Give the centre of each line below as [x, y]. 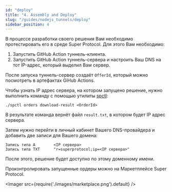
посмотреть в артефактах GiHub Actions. [50, 80]
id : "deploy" [19, 10]
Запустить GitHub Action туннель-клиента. [59, 54]
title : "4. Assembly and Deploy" [41, 15]
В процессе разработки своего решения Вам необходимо [69, 39]
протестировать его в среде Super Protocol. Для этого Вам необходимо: [85, 45]
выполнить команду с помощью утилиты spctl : [57, 96]
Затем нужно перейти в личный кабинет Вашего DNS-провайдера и [80, 130]
